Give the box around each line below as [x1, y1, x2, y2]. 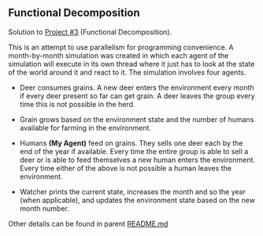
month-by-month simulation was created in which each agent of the [8, 50, 229, 60]
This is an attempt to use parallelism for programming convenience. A [8, 42, 234, 52]
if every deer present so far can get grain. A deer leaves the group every [19, 90, 255, 101]
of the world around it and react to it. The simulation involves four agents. [8, 67, 246, 77]
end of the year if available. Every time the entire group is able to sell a [19, 146, 249, 156]
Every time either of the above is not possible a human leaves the [19, 163, 232, 172]
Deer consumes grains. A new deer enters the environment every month [19, 83, 254, 92]
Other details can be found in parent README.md [8, 219, 169, 228]
